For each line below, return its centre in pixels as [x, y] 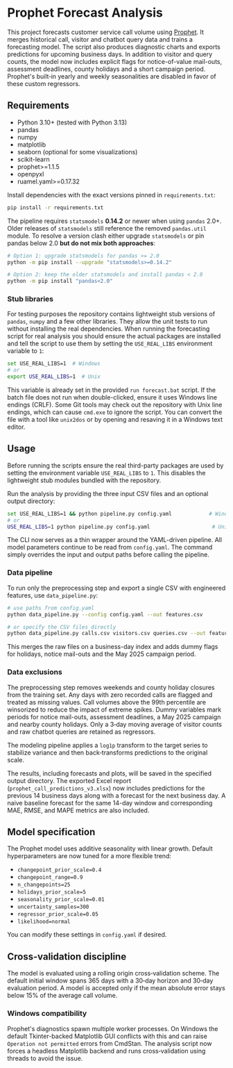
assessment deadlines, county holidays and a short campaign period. [106, 69]
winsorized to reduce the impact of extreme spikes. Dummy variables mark [114, 709]
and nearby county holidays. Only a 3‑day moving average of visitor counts [114, 724]
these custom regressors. [44, 83]
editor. [16, 427]
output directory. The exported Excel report [69, 780]
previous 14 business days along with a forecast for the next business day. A [116, 795]
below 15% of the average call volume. [62, 996]
